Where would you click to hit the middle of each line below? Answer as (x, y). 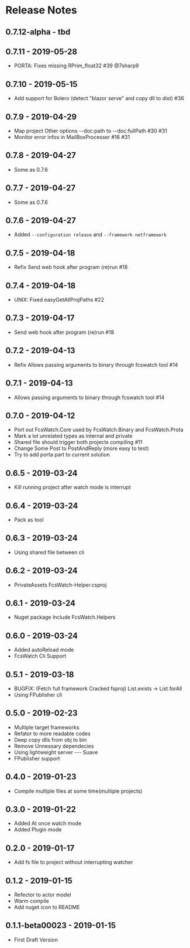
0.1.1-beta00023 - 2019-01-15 (61, 925)
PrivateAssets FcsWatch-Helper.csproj (60, 585)
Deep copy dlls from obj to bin (50, 739)
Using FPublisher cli (38, 695)
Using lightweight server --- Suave (56, 752)
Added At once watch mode (48, 823)
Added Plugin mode (38, 830)
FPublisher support (37, 758)
